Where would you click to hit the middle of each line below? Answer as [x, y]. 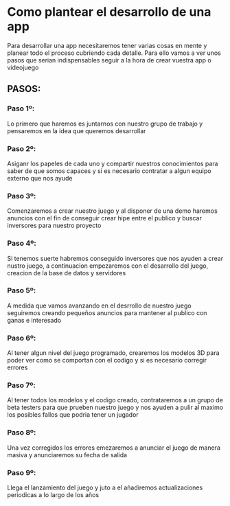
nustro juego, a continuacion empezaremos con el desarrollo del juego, [108, 266]
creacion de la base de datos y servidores [67, 273]
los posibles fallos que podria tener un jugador [73, 415]
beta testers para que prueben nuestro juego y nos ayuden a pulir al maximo [115, 407]
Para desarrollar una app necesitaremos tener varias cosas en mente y [107, 45]
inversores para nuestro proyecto [54, 226]
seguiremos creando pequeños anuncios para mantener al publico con [107, 312]
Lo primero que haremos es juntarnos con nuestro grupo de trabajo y [105, 124]
